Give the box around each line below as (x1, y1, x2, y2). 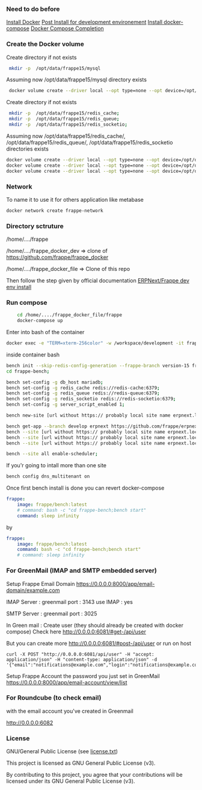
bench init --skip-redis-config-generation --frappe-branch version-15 (6, 362, 189, 369)
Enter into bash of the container (6, 329, 85, 336)
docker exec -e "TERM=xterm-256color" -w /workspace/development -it (6, 340, 185, 346)
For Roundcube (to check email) (6, 694, 102, 702)
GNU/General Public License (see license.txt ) (6, 748, 118, 755)
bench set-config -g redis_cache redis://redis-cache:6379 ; (6, 385, 161, 391)
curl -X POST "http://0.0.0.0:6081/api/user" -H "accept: (6, 651, 155, 658)
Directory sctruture (6, 222, 64, 230)
